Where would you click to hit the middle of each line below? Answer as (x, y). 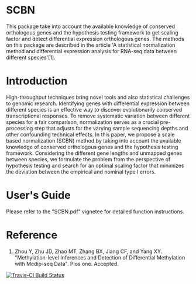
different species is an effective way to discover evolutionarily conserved (94, 109)
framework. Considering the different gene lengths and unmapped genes (94, 153)
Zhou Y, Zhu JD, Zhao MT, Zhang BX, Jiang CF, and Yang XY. (88, 251)
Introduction (37, 81)
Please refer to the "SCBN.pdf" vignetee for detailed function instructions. (95, 212)
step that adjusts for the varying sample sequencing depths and (111, 128)
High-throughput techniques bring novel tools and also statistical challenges (98, 97)
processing (20, 128)
